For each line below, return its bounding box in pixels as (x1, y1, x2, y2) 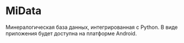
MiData (5, 4, 42, 18)
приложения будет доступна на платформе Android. (5, 29, 137, 37)
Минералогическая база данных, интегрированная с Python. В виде (5, 24, 178, 31)
